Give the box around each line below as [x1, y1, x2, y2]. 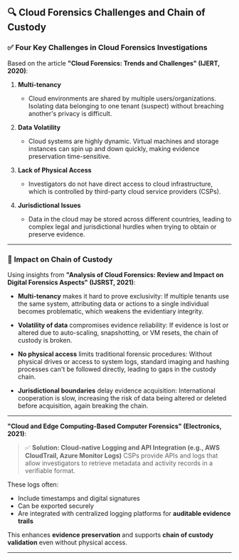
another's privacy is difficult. [28, 109, 112, 118]
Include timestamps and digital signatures [17, 494, 140, 502]
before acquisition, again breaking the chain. [17, 401, 149, 410]
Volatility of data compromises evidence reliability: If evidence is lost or [17, 321, 229, 329]
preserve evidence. [28, 229, 85, 238]
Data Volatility [17, 123, 61, 131]
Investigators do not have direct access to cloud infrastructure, [28, 180, 213, 188]
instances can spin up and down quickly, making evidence [28, 144, 200, 152]
